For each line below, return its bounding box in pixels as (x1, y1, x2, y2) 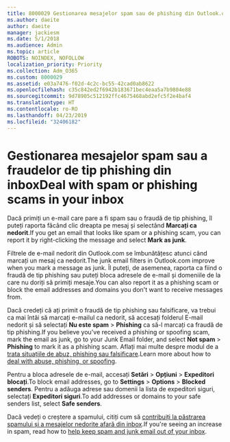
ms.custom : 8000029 (7, 73, 63, 81)
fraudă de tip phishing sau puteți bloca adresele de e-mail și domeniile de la (7, 271, 221, 280)
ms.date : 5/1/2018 (7, 36, 60, 42)
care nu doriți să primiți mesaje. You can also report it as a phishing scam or (7, 278, 219, 286)
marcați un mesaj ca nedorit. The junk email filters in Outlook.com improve (7, 256, 215, 265)
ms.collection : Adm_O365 (7, 67, 78, 74)
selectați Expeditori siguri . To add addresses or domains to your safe (7, 392, 201, 401)
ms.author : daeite (7, 16, 60, 23)
